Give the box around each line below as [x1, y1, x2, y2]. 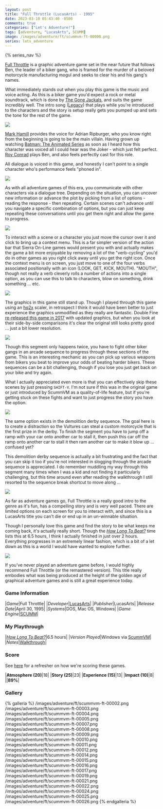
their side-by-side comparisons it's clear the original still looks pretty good [5, 320, 155, 326]
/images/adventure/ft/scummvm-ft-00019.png [5, 773, 98, 778]
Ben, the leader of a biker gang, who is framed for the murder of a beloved [5, 67, 155, 72]
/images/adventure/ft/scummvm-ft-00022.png [5, 783, 99, 789]
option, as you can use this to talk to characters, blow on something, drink [5, 275, 153, 281]
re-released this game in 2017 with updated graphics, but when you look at [5, 315, 155, 321]
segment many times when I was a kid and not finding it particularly [5, 469, 141, 475]
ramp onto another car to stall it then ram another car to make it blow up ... [5, 439, 154, 445]
